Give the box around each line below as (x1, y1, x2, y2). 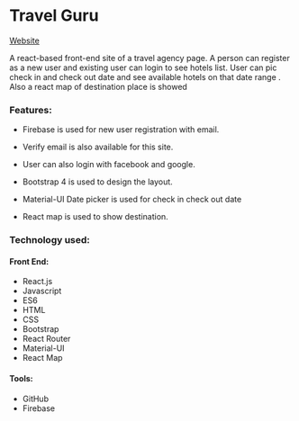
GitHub (22, 393, 50, 404)
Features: (9, 103, 52, 116)
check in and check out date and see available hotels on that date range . (9, 71, 281, 82)
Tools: (9, 372, 33, 383)
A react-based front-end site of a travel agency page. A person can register (9, 52, 290, 63)
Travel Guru (9, 5, 99, 26)
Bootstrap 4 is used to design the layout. (22, 176, 173, 187)
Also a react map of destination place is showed (9, 81, 187, 92)
